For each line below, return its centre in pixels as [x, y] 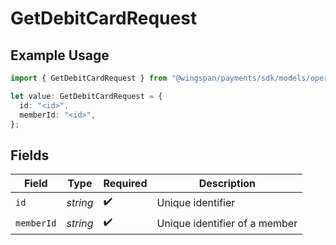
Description [227, 184]
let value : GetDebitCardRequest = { [86, 96]
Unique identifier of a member [227, 223]
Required [125, 184]
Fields [30, 155]
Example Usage [60, 55]
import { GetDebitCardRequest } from [89, 78]
